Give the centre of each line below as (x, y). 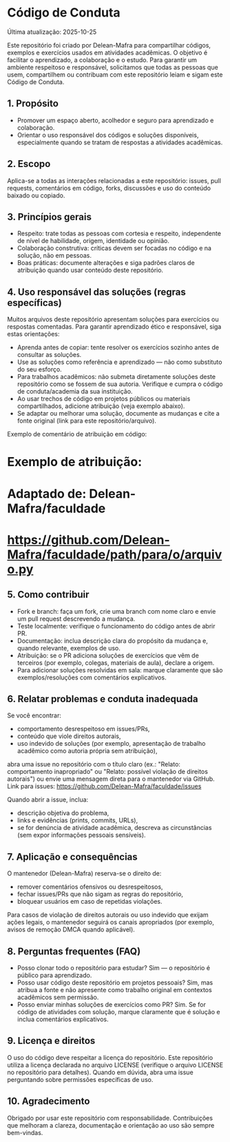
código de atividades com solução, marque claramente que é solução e (118, 1012)
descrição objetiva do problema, (63, 813)
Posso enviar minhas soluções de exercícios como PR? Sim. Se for (112, 1005)
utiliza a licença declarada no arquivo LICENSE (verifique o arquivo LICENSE (115, 1065)
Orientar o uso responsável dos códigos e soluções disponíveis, (108, 135)
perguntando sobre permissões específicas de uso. (80, 1079)
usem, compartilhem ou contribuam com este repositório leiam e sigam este (115, 75)
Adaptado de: (47, 493)
